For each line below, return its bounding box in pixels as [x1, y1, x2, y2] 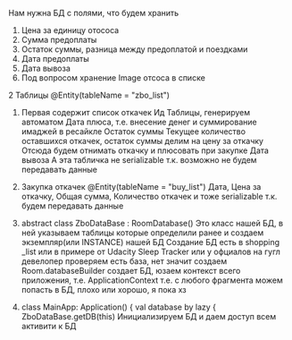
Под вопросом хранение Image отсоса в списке [21, 72, 206, 83]
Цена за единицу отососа [21, 25, 120, 35]
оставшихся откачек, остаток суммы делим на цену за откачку [21, 136, 264, 146]
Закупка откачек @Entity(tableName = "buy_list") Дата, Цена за [21, 182, 262, 191]
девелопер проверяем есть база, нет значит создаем [21, 256, 228, 267]
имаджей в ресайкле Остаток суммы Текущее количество [21, 126, 246, 137]
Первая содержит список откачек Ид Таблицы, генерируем [21, 107, 251, 117]
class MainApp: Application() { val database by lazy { [21, 302, 216, 312]
